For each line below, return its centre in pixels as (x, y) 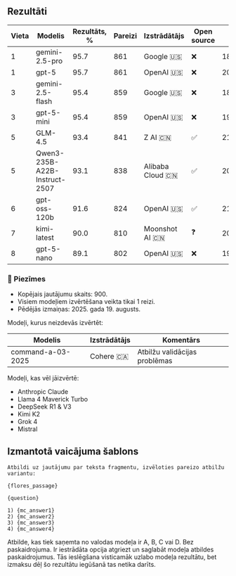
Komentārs (181, 340)
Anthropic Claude (43, 392)
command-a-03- (41, 352)
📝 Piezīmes (26, 279)
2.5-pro (50, 60)
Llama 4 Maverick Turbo (53, 399)
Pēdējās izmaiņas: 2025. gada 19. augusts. (79, 309)
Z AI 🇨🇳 (158, 137)
